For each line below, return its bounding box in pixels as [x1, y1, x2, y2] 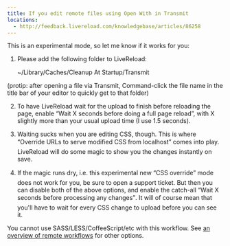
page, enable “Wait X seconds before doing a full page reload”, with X [16, 109, 215, 118]
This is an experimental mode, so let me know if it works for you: [7, 42, 190, 50]
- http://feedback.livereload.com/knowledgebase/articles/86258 [13, 23, 201, 30]
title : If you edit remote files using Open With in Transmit [7, 10, 189, 17]
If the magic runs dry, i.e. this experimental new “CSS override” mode [16, 169, 214, 177]
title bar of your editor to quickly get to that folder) [7, 89, 149, 97]
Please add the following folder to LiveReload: [16, 55, 148, 63]
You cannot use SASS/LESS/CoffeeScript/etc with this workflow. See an [7, 224, 211, 232]
